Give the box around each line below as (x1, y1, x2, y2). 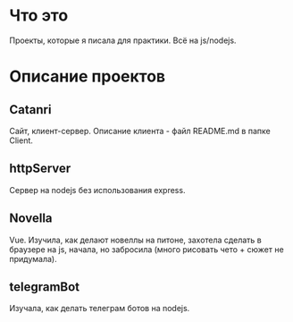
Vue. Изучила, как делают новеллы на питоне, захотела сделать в (9, 234, 262, 245)
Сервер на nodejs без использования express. (9, 184, 186, 195)
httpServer (9, 161, 71, 176)
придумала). (9, 253, 57, 264)
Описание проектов (9, 66, 166, 87)
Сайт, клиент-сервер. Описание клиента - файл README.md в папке (9, 125, 271, 136)
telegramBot (9, 279, 80, 294)
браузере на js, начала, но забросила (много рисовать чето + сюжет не (9, 243, 284, 255)
